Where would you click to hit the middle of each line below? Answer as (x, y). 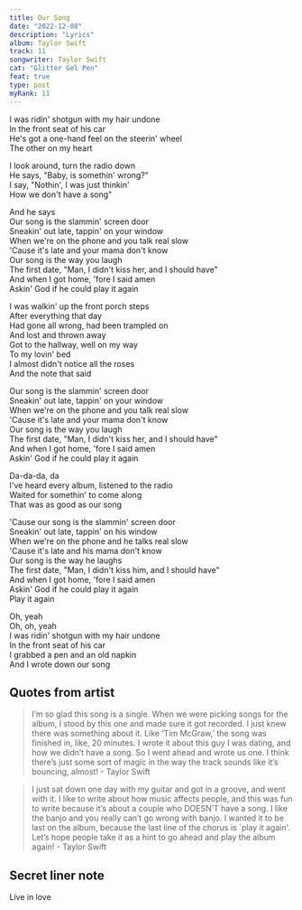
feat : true (30, 77)
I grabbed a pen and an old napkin (73, 654)
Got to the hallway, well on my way (73, 344)
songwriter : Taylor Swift (58, 60)
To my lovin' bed (40, 354)
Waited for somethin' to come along (76, 494)
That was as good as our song (66, 504)
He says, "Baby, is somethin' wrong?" (79, 175)
